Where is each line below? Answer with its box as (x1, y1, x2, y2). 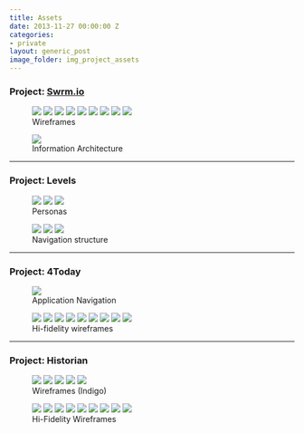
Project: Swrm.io (9, 85, 85, 98)
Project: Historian (9, 354, 89, 367)
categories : (9, 30, 54, 39)
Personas (32, 206, 68, 216)
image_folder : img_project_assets (9, 55, 140, 64)
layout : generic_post (9, 47, 91, 56)
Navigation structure (32, 234, 109, 245)
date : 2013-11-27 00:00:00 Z (9, 22, 119, 31)
